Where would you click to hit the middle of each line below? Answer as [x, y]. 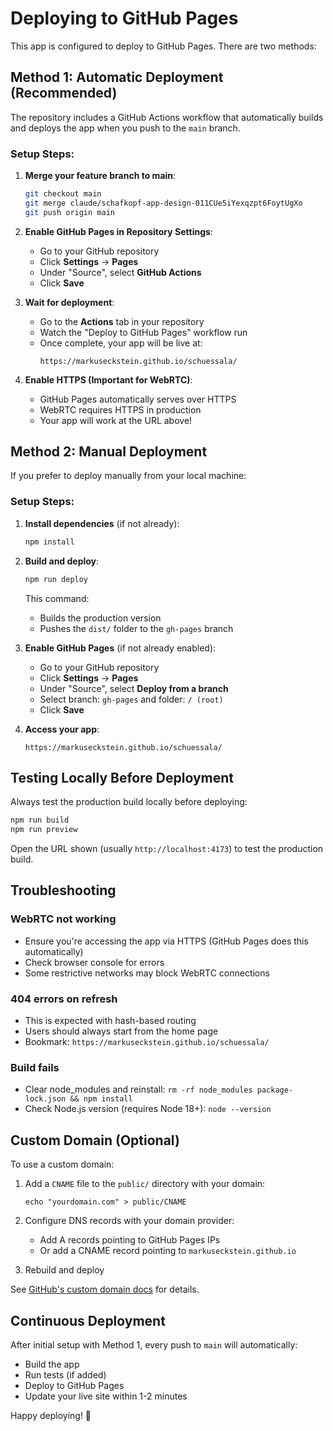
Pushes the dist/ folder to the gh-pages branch [136, 628]
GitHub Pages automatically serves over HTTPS [138, 399]
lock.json [45, 1099]
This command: [57, 598]
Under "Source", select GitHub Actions [120, 272]
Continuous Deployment [88, 1320]
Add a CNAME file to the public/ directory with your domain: [145, 1184]
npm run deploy [56, 579]
